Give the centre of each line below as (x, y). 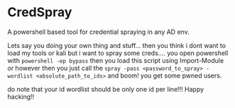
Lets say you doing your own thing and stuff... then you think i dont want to (116, 45)
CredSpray (40, 12)
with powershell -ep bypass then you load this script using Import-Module (116, 60)
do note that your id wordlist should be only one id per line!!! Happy (106, 89)
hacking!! (21, 97)
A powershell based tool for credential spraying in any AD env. (98, 32)
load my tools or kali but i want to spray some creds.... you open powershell (118, 53)
